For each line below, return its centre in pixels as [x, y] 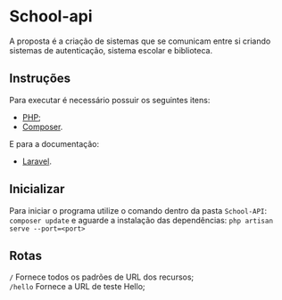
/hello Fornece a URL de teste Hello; [77, 287]
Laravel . [37, 161]
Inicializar [37, 189]
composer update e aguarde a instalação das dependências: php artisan [141, 220]
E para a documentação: [54, 143]
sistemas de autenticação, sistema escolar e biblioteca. [111, 50]
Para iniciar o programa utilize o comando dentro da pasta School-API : [138, 210]
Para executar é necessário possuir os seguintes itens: [110, 100]
